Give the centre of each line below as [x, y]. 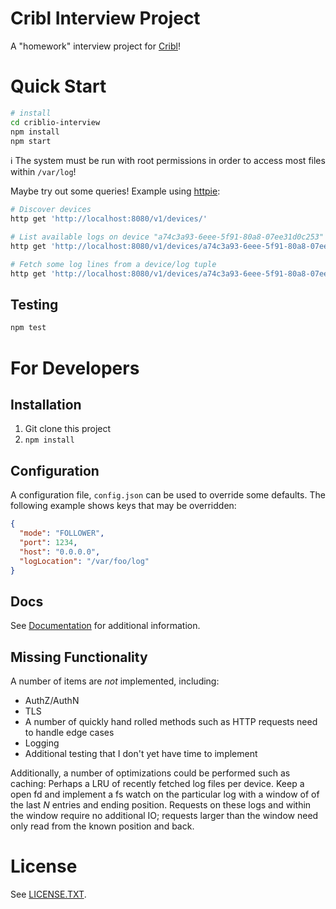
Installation [46, 404]
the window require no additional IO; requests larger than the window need [164, 815]
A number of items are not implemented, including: [115, 681]
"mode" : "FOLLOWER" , [62, 533]
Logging [42, 743]
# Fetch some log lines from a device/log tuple [113, 264]
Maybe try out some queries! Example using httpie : [115, 191]
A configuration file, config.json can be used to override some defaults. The [168, 495]
